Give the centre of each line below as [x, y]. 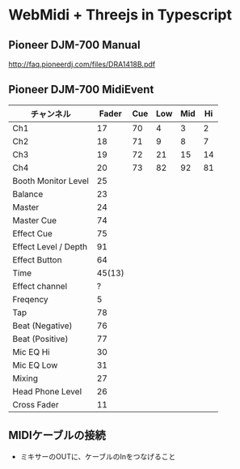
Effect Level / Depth [50, 246]
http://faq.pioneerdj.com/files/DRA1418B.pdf [82, 64]
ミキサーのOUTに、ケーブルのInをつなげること [98, 456]
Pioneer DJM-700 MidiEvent [81, 90]
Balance [28, 194]
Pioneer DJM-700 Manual [74, 45]
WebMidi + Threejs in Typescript [120, 15]
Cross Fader [36, 404]
